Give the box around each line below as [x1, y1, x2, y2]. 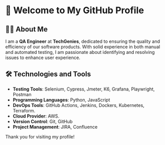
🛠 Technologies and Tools [5, 70, 91, 78]
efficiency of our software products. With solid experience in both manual [5, 44, 160, 50]
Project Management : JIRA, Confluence [12, 124, 98, 130]
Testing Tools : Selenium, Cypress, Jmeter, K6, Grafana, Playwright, [12, 86, 155, 92]
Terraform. [12, 107, 36, 113]
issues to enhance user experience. [5, 54, 81, 61]
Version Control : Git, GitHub [12, 118, 73, 124]
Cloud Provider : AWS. [12, 113, 60, 119]
